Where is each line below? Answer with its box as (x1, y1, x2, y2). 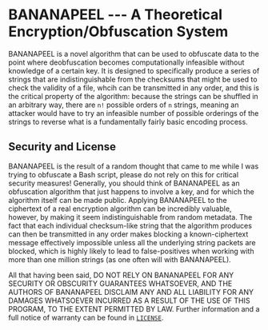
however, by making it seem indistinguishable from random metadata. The (8, 212, 253, 221)
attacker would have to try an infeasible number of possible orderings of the (8, 108, 259, 117)
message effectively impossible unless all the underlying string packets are (8, 237, 256, 247)
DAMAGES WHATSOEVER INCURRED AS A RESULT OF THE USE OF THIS (8, 296, 250, 305)
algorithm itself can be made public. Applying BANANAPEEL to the (8, 195, 227, 205)
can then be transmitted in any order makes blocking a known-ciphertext (8, 229, 249, 239)
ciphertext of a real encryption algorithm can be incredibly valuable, (8, 204, 232, 213)
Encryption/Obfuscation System (8, 22, 229, 41)
